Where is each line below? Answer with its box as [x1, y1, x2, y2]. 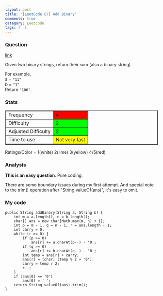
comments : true [5, 16, 36, 21]
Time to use [8, 136, 35, 143]
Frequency [8, 111, 33, 118]
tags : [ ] [5, 25, 27, 30]
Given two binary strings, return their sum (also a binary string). [5, 62, 132, 68]
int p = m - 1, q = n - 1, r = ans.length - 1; [14, 223, 112, 228]
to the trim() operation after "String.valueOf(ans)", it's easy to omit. [5, 187, 139, 193]
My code [5, 199, 26, 206]
